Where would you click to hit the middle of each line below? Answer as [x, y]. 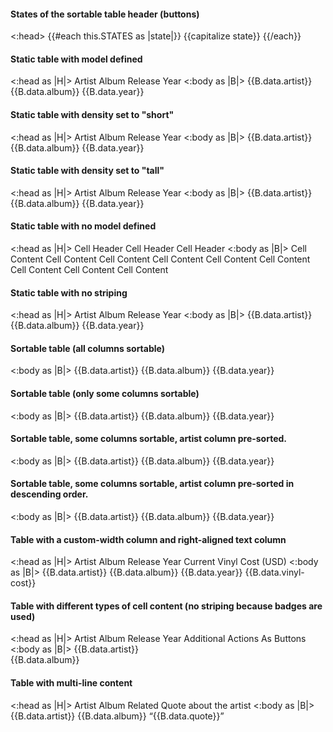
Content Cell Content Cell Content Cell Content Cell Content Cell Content [160, 259]
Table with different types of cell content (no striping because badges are [166, 606]
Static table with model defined [76, 59]
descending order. [49, 494]
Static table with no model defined [83, 226]
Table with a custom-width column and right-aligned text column [148, 539]
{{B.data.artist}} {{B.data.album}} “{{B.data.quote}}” [117, 716]
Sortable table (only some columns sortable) [105, 394]
